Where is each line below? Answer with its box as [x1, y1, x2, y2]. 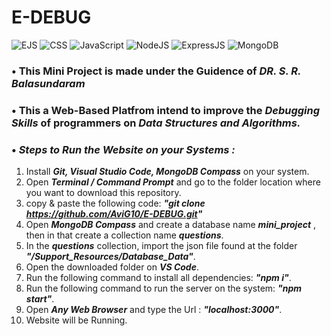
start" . [25, 293, 55, 305]
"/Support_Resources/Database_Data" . [25, 251, 196, 263]
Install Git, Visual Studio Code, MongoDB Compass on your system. [25, 166, 310, 178]
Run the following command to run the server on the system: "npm [25, 282, 303, 295]
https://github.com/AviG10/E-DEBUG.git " [25, 208, 203, 220]
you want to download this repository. [25, 187, 182, 199]
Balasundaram [11, 76, 86, 90]
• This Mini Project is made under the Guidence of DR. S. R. [11, 64, 302, 78]
